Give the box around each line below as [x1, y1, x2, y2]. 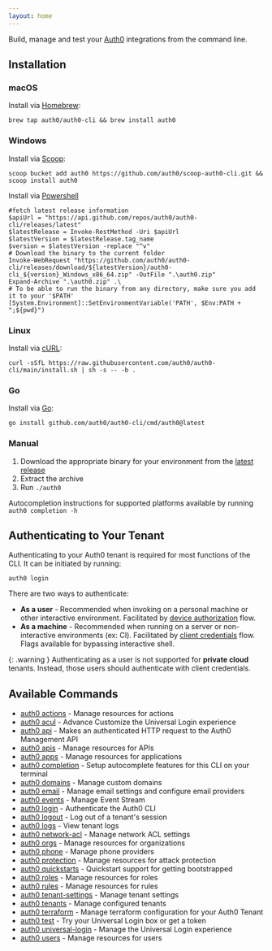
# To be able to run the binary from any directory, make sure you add [8, 284, 256, 293]
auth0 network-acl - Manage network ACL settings [19, 830, 191, 840]
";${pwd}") [8, 306, 45, 314]
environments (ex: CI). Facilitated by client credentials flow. [57, 631, 256, 641]
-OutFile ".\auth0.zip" [135, 270, 217, 279]
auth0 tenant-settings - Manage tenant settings [19, 890, 179, 900]
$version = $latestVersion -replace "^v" [8, 241, 151, 250]
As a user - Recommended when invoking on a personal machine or [19, 605, 249, 614]
